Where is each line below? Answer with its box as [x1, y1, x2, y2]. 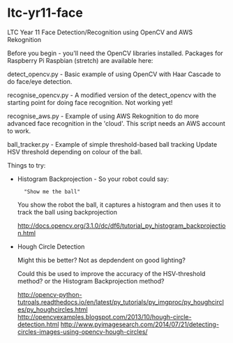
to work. [7, 126, 31, 135]
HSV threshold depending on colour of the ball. [7, 147, 143, 156]
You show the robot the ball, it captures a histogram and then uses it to [17, 200, 221, 209]
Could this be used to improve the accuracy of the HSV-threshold [17, 269, 206, 277]
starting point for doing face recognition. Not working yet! [7, 98, 173, 106]
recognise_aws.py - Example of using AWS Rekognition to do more [7, 112, 200, 120]
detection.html [17, 320, 59, 328]
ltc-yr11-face [7, 5, 84, 21]
